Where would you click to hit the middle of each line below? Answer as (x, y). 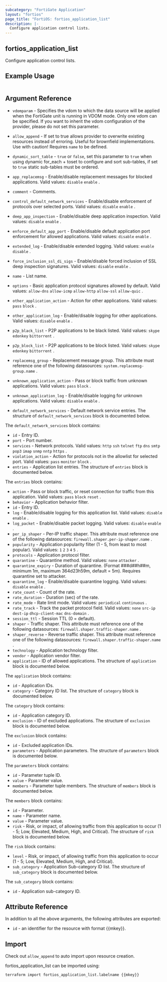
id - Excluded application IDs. (43, 745)
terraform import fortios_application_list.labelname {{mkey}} (72, 975)
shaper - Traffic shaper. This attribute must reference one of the (78, 624)
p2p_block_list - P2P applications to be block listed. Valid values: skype (86, 345)
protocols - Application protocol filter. (51, 555)
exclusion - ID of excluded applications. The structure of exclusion (81, 720)
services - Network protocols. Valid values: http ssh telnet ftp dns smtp (86, 445)
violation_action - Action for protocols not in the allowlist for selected (85, 456)
